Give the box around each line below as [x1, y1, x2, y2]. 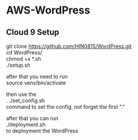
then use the [6, 91, 37, 97]
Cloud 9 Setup [6, 27, 60, 37]
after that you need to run [6, 73, 68, 80]
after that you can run [6, 115, 59, 122]
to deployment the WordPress [6, 128, 78, 134]
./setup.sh [6, 61, 31, 69]
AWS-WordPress [6, 4, 90, 17]
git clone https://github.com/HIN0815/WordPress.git [6, 43, 132, 50]
